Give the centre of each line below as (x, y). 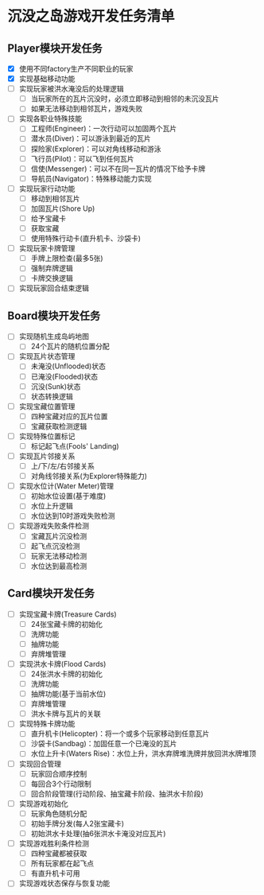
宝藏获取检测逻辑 (59, 426)
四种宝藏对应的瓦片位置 (69, 416)
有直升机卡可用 (55, 874)
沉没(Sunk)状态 (56, 386)
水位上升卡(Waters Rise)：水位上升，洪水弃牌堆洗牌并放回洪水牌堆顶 (143, 753)
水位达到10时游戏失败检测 (73, 516)
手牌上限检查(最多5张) (67, 259)
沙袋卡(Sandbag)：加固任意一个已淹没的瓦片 (104, 744)
